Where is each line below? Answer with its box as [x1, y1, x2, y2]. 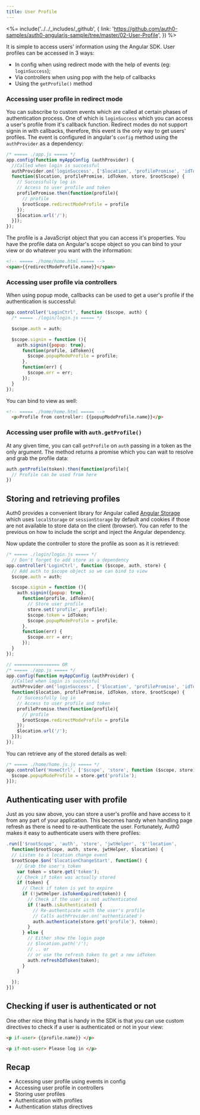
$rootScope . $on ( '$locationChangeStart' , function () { [11, 858, 148, 864]
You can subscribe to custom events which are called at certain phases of [6, 108, 187, 115]
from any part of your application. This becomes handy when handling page [6, 817, 193, 824]
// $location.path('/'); [27, 941, 89, 947]
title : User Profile [6, 8, 58, 15]
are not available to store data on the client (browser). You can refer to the [6, 522, 188, 529]
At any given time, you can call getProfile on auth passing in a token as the [6, 442, 192, 449]
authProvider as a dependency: [6, 139, 84, 147]
